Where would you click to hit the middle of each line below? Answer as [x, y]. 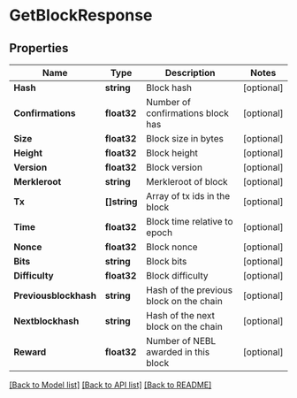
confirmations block [187, 113]
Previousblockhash [55, 295]
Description [190, 73]
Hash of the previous [189, 290]
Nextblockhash [46, 321]
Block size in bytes [184, 138]
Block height [172, 153]
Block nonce [171, 247]
